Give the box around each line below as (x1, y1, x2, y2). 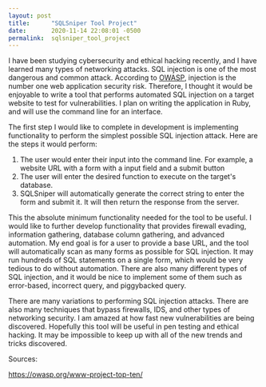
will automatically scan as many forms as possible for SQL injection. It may (8, 247, 254, 257)
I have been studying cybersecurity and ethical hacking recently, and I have (8, 56, 257, 66)
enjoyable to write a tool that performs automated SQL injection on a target (8, 90, 255, 100)
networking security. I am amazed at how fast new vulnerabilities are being (8, 313, 255, 323)
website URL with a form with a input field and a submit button (19, 163, 225, 173)
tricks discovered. (8, 339, 68, 349)
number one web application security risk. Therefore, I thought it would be (8, 82, 253, 91)
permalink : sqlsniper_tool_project (8, 34, 130, 42)
